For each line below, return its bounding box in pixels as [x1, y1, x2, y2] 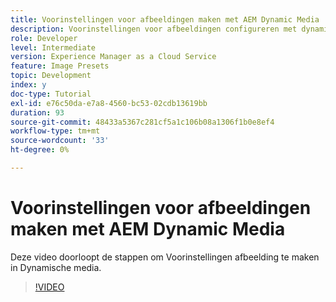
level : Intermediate [10, 42, 97, 53]
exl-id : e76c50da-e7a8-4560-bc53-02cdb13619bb [10, 98, 208, 108]
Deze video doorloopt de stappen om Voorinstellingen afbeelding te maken [10, 251, 320, 263]
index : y [10, 80, 47, 90]
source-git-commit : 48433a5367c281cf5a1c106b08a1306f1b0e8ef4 [10, 117, 275, 127]
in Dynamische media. [10, 261, 102, 273]
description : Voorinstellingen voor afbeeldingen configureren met [10, 24, 298, 34]
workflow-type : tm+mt [10, 126, 101, 136]
